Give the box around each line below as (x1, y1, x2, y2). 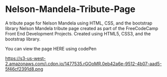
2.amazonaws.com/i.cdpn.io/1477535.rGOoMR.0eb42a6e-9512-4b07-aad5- (5, 60, 162, 66)
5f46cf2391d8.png (5, 66, 43, 72)
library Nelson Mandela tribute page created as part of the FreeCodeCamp (5, 25, 159, 31)
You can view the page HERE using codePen (5, 45, 97, 51)
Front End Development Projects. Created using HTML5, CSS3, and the (5, 30, 151, 36)
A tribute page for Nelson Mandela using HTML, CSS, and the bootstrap (5, 20, 153, 26)
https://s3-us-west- (5, 55, 46, 61)
